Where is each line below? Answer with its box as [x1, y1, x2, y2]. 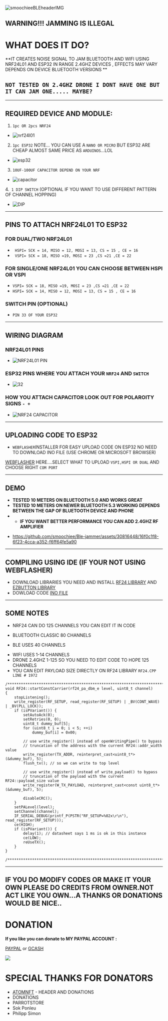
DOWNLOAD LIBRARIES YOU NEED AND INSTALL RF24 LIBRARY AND [12, 579, 157, 585]
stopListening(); [14, 695, 50, 700]
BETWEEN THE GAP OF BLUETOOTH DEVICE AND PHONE [12, 508, 134, 514]
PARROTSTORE [12, 1000, 44, 1006]
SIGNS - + [5, 400, 30, 407]
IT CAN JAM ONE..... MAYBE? [5, 88, 93, 95]
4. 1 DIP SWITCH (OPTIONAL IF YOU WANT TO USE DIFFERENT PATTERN [5, 186, 156, 192]
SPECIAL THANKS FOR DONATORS [5, 972, 153, 984]
